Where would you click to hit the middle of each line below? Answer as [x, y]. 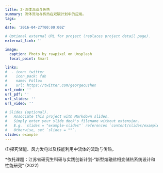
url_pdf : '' [17, 94]
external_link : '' [24, 41]
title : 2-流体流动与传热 [27, 9]
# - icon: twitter [25, 72]
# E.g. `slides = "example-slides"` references [56, 126]
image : [12, 49]
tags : [10, 18]
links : [12, 67]
